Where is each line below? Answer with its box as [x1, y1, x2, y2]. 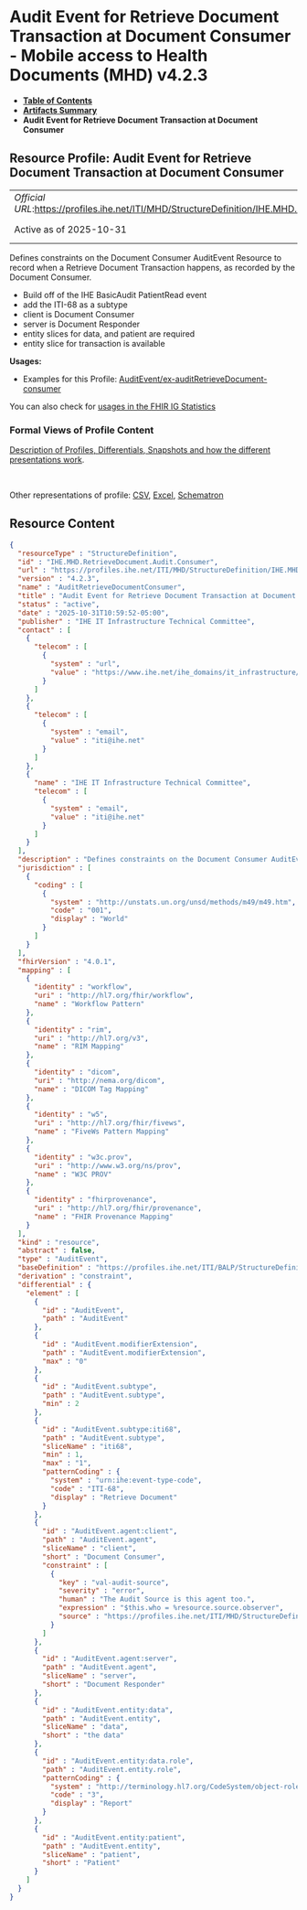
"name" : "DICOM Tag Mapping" [33, 1084, 149, 1094]
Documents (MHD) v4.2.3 [9, 65, 208, 86]
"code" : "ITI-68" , [49, 1484, 125, 1493]
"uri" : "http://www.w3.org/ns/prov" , [33, 1161, 182, 1170]
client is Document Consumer [22, 308, 135, 319]
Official [14, 190, 46, 203]
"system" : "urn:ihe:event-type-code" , [49, 1475, 203, 1486]
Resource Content [9, 516, 115, 531]
